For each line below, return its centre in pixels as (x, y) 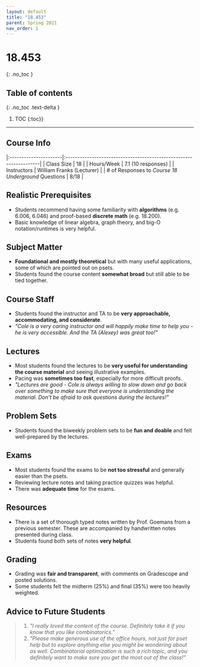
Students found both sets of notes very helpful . (73, 541)
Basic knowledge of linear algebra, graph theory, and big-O (87, 222)
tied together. (31, 280)
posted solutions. (36, 580)
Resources (26, 508)
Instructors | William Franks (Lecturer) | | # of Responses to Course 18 (92, 170)
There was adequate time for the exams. (65, 488)
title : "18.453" (26, 17)
